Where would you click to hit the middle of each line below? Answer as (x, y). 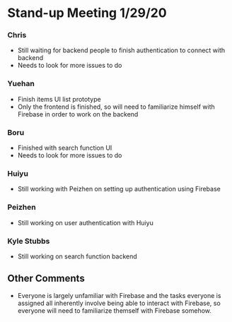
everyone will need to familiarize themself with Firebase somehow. (115, 310)
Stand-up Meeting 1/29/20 (87, 13)
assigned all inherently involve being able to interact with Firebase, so (119, 303)
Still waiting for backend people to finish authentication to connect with (121, 50)
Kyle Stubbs (29, 241)
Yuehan (21, 84)
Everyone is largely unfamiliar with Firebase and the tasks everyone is (119, 295)
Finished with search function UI (65, 148)
